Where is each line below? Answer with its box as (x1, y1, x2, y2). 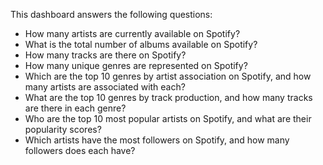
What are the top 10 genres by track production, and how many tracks (24, 92, 313, 103)
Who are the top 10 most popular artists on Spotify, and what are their (24, 113, 312, 124)
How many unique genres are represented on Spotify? (24, 60, 248, 71)
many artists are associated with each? (24, 81, 186, 93)
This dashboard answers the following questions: (10, 9, 213, 20)
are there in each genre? (24, 102, 127, 114)
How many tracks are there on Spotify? (24, 49, 187, 61)
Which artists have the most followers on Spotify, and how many (24, 134, 290, 146)
